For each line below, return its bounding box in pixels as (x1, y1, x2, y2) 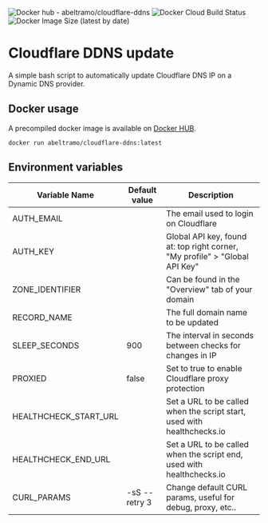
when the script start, (166, 405, 246, 417)
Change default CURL (166, 481, 248, 493)
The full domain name (166, 306, 248, 317)
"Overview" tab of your (166, 284, 253, 295)
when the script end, (166, 449, 243, 460)
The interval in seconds (166, 329, 254, 341)
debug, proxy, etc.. (166, 501, 237, 513)
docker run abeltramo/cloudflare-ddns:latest (8, 138, 162, 147)
